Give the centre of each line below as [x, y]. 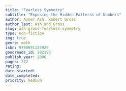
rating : [13, 66]
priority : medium [24, 80]
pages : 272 [17, 62]
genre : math [18, 43]
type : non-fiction [25, 33]
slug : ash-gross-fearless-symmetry [43, 29]
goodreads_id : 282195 [28, 52]
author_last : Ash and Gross [35, 24]
